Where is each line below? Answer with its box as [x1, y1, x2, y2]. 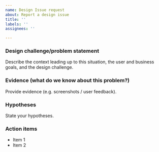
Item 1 [12, 137, 25, 143]
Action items [5, 125, 38, 132]
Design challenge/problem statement [5, 48, 100, 55]
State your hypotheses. [5, 112, 54, 119]
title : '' [5, 17, 26, 22]
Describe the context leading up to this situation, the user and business [5, 59, 154, 65]
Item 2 [12, 142, 26, 148]
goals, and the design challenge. [5, 64, 74, 70]
